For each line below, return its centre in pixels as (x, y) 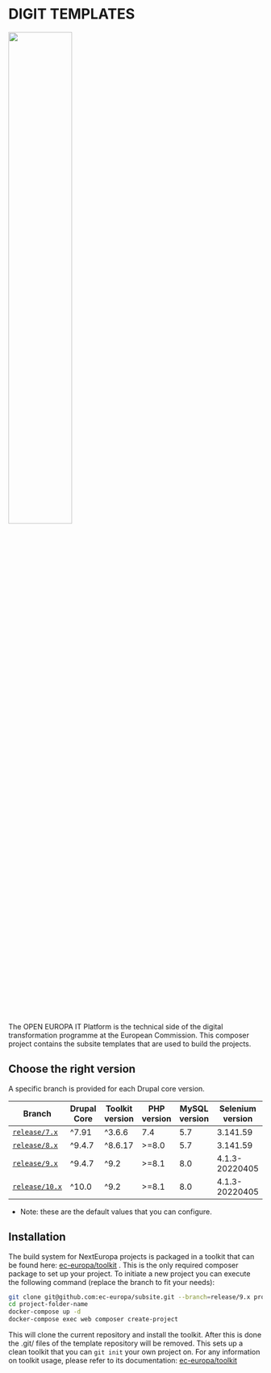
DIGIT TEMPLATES (72, 14)
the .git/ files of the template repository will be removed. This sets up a (126, 1343)
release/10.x (38, 1186)
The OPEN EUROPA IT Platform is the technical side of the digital (116, 1026)
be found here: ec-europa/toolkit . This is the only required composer (124, 1265)
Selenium (238, 1108)
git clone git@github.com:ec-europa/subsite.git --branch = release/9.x (129, 1297)
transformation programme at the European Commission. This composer (129, 1035)
